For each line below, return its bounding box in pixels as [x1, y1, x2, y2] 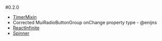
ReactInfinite [12, 25, 40, 31]
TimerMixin [12, 14, 37, 20]
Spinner [12, 30, 30, 36]
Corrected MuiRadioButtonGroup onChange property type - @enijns [12, 20, 157, 25]
